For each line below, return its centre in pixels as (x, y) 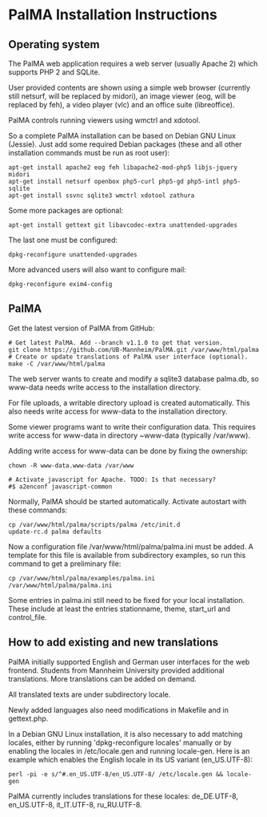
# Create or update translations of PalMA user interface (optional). (128, 357)
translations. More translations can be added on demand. (103, 678)
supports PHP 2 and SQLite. (54, 72)
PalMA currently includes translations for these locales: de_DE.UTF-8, (123, 796)
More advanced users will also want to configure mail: (97, 269)
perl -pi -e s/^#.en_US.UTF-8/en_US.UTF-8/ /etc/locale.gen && (116, 774)
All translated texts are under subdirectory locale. (90, 694)
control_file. (28, 617)
